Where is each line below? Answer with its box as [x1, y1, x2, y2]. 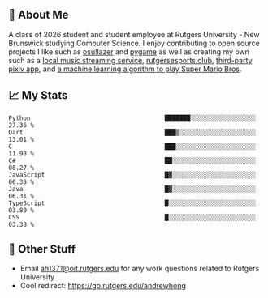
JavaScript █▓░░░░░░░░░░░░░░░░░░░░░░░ [8, 171, 256, 179]
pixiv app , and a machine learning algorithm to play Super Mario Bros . [8, 64, 242, 74]
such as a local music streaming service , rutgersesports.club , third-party [8, 55, 253, 65]
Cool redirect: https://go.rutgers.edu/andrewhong [19, 281, 187, 291]
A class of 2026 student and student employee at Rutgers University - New [8, 29, 260, 39]
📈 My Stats [8, 88, 68, 102]
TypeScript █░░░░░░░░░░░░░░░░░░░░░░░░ [8, 199, 256, 207]
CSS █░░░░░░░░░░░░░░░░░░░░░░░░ [8, 213, 256, 221]
